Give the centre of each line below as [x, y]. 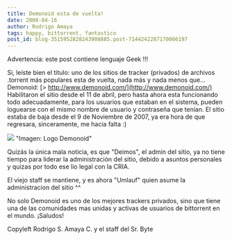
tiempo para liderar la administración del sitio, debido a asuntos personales [115, 160]
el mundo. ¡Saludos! [36, 216]
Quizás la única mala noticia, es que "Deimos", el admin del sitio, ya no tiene [116, 152]
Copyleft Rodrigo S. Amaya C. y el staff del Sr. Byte [80, 229]
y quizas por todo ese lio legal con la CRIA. [68, 166]
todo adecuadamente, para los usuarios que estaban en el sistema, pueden [115, 102]
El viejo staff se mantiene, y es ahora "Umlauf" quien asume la [96, 180]
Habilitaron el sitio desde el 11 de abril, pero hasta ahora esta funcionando [113, 95]
